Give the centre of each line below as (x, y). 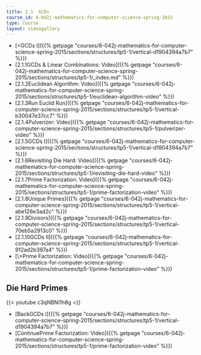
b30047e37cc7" (35, 116)
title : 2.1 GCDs (28, 12)
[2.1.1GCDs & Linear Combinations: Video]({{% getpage (83, 65)
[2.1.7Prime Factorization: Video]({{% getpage (72, 180)
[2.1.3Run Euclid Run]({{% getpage (58, 103)
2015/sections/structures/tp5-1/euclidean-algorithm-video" (88, 97)
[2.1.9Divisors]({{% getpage (49, 218)
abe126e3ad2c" (34, 211)
